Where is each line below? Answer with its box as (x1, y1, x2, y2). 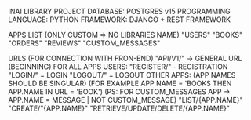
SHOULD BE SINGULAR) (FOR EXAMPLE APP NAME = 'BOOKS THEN (8, 78, 232, 88)
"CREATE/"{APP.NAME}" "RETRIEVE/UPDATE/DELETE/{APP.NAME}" (8, 104, 230, 113)
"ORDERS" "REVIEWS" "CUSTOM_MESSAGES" (8, 38, 161, 48)
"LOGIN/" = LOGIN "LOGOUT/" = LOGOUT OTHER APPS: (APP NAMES (8, 71, 236, 79)
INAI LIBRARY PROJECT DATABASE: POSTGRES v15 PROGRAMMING (8, 7, 231, 16)
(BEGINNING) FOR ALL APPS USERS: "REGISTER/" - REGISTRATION (8, 62, 228, 71)
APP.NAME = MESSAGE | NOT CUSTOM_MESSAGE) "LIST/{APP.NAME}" (8, 96, 243, 104)
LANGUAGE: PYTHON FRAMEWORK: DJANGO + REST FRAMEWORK (8, 15, 231, 24)
